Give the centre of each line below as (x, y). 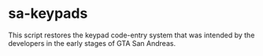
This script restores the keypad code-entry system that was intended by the (131, 35)
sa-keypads (48, 14)
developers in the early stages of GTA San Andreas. (92, 43)
